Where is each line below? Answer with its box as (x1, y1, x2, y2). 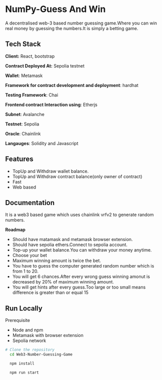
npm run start (9, 370, 39, 375)
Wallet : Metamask (5, 72, 43, 78)
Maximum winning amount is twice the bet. (12, 257, 101, 263)
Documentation (5, 198, 55, 207)
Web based (12, 184, 36, 190)
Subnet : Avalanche (5, 111, 45, 117)
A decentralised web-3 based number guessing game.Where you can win (5, 20, 157, 26)
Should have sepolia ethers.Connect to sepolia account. (12, 241, 127, 248)
